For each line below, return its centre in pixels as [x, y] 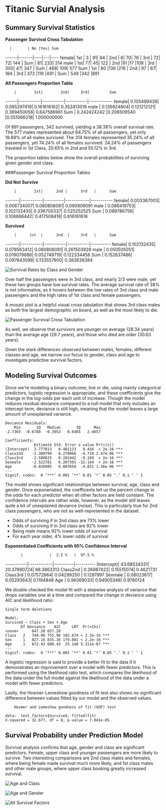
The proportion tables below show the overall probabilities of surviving [77, 158]
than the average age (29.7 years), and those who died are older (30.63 [78, 334]
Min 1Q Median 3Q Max [57, 427]
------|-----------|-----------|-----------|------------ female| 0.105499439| [82, 101]
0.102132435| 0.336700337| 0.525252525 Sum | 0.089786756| [70, 211]
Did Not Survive [22, 182]
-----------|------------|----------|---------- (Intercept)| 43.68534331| [77, 564]
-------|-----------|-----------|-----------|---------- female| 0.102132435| [81, 244]
